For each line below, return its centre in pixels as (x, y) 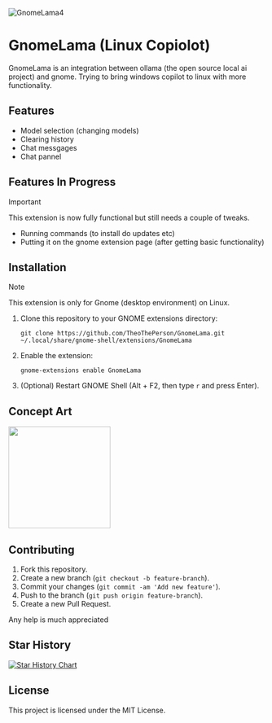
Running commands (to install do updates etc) (97, 233)
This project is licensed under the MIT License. (87, 710)
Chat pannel (41, 156)
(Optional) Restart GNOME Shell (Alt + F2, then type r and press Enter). (140, 386)
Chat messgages (48, 147)
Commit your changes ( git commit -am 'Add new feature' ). (121, 587)
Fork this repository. (54, 569)
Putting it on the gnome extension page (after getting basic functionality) (142, 242)
